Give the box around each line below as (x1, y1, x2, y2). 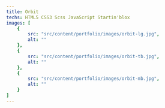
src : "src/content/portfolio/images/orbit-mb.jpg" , (28, 76, 160, 82)
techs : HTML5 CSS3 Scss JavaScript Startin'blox (6, 14, 130, 20)
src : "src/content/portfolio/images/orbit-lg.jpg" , (28, 31, 160, 37)
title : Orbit (6, 8, 39, 15)
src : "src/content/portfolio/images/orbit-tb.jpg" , (28, 53, 160, 59)
